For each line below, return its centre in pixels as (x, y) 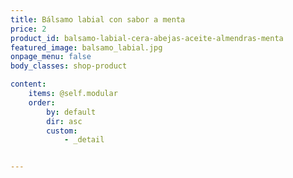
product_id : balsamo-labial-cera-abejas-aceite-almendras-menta (147, 38)
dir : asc (64, 121)
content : (28, 84)
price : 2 (28, 29)
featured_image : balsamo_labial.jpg (86, 47)
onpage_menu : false (51, 57)
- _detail (84, 140)
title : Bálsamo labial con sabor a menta (98, 19)
